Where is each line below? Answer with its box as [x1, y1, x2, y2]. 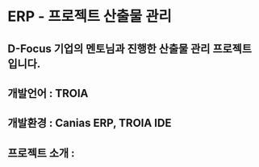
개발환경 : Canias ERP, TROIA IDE [7, 116, 172, 130]
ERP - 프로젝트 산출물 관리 [7, 7, 173, 26]
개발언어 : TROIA [7, 86, 89, 100]
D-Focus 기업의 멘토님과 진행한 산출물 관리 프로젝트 [7, 42, 252, 55]
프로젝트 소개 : [7, 146, 75, 160]
